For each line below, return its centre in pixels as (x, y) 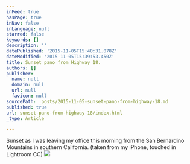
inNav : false (23, 23)
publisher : (20, 74)
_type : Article (25, 118)
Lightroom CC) (25, 154)
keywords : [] (23, 40)
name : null (25, 79)
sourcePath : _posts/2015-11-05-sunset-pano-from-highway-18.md (87, 101)
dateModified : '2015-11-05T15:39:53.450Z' (60, 57)
